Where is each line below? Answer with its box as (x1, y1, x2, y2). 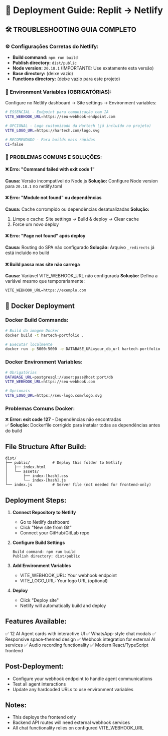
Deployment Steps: (5, 496, 67, 505)
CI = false (5, 142, 24, 147)
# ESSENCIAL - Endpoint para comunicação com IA (5, 109, 109, 115)
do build (5, 428, 23, 434)
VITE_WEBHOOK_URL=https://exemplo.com (5, 288, 86, 293)
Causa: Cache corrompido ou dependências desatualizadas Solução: (5, 206, 149, 212)
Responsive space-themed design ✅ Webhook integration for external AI (5, 636, 155, 642)
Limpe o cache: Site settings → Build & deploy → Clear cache (12, 216, 139, 222)
